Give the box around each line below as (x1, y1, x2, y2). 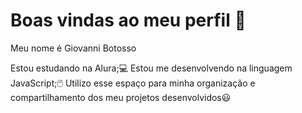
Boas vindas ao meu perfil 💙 (10, 9, 247, 32)
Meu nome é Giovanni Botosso (10, 42, 137, 54)
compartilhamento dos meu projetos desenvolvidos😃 (10, 91, 232, 103)
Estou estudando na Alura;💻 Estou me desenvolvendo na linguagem (10, 62, 293, 74)
